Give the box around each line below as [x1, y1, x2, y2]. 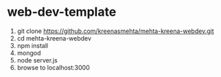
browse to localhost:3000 [16, 63, 91, 71]
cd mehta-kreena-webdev [16, 34, 91, 42]
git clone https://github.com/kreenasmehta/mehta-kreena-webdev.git [16, 27, 214, 35]
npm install [16, 41, 49, 49]
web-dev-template [7, 4, 117, 20]
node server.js [16, 56, 58, 64]
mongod [16, 49, 41, 57]
